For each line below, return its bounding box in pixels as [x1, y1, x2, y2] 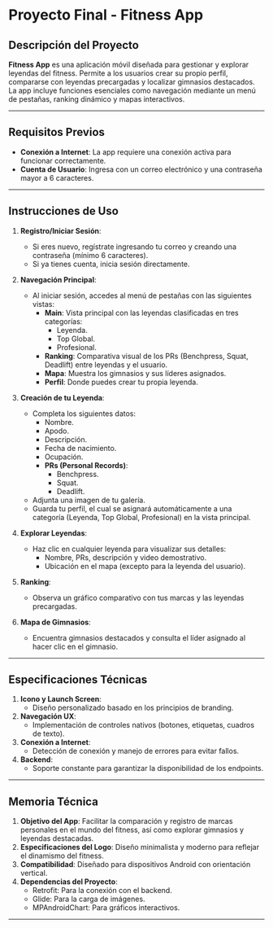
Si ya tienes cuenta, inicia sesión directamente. [32, 259, 190, 269]
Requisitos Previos [8, 125, 106, 139]
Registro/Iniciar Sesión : [19, 225, 102, 235]
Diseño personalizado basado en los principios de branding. [32, 703, 234, 713]
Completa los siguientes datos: [32, 409, 136, 418]
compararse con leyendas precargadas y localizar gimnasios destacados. [8, 77, 255, 86]
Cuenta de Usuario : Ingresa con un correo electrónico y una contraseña [19, 164, 262, 174]
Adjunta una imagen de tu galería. [32, 495, 146, 505]
